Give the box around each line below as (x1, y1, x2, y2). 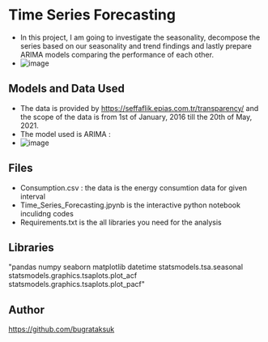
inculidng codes (19, 208, 74, 218)
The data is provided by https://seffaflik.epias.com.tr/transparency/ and (19, 103, 259, 113)
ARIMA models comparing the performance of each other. (19, 49, 215, 59)
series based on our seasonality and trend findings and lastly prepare (19, 41, 253, 50)
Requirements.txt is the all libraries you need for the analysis (19, 217, 222, 227)
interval (19, 191, 46, 201)
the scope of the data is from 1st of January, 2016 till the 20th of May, (19, 112, 253, 122)
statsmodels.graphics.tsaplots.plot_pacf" (8, 280, 146, 289)
